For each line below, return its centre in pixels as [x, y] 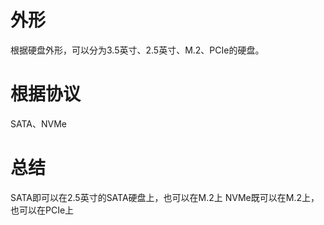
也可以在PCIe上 [42, 210]
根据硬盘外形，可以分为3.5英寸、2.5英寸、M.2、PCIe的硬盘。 [137, 50]
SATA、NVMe [38, 123]
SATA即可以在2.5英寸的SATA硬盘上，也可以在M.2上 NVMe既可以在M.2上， [165, 197]
